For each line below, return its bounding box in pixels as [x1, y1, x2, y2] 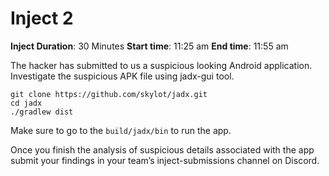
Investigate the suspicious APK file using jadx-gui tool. [10, 70, 235, 82]
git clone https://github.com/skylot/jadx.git [10, 89, 208, 99]
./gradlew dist [10, 107, 74, 117]
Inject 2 [10, 7, 74, 30]
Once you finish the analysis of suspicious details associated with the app [10, 143, 315, 156]
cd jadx [10, 98, 43, 108]
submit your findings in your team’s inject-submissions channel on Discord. [10, 154, 320, 166]
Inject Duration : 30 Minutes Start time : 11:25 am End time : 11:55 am [10, 40, 289, 52]
